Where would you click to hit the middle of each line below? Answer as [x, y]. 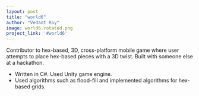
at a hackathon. [25, 63]
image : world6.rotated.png [40, 28]
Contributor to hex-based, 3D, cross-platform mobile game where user [93, 50]
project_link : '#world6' [37, 34]
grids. [39, 87]
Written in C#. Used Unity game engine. [63, 74]
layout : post [22, 11]
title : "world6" [26, 17]
